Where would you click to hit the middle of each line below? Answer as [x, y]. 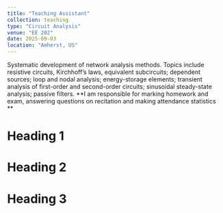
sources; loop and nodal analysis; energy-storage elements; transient [105, 79]
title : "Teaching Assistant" [49, 13]
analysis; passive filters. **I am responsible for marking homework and [108, 94]
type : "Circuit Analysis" [44, 26]
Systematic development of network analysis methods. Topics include [106, 65]
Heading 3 [37, 199]
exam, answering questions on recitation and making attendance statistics [112, 101]
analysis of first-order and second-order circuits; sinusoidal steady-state [109, 87]
